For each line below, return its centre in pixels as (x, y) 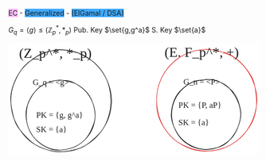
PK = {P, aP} (200, 105)
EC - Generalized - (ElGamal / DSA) (66, 13)
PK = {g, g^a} (60, 115)
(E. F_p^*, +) (202, 52)
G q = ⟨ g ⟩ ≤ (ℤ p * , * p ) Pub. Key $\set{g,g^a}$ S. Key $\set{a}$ (107, 30)
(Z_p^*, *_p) (55, 54)
